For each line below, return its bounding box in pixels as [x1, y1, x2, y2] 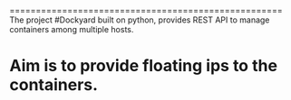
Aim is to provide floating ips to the [9, 56, 278, 77]
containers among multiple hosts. [9, 24, 134, 34]
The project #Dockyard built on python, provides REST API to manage [9, 14, 270, 25]
